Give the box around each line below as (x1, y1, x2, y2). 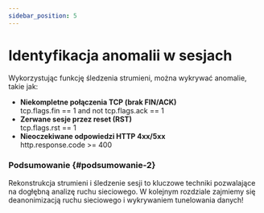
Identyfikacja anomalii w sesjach (8, 46, 233, 64)
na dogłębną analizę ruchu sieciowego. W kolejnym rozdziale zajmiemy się (8, 186, 256, 196)
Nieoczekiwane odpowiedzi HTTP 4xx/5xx (19, 131, 166, 141)
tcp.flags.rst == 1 (19, 122, 76, 133)
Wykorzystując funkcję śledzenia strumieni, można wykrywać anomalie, (8, 73, 247, 83)
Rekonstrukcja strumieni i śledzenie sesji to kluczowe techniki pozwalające (8, 178, 256, 187)
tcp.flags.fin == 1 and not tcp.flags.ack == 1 (19, 105, 165, 115)
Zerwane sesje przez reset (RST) (19, 114, 133, 124)
